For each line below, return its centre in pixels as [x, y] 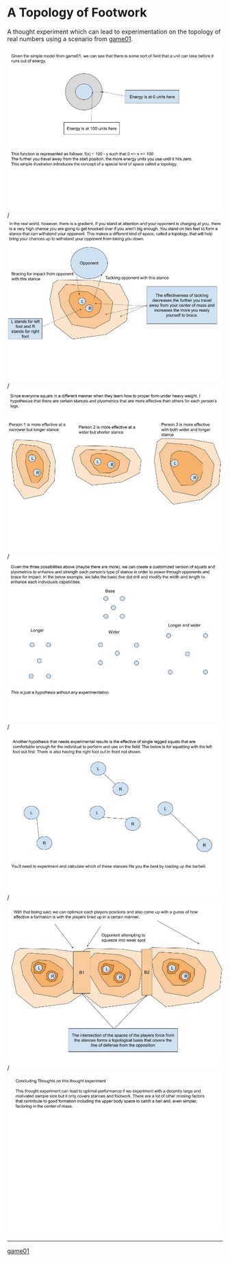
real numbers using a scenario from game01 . [70, 38]
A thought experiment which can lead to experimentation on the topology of [114, 32]
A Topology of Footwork [77, 13]
